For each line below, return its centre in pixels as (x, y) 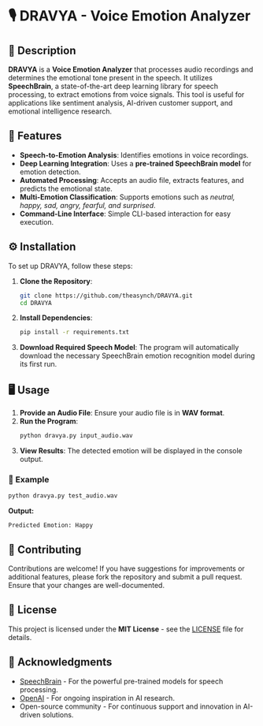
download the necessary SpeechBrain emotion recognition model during (137, 356)
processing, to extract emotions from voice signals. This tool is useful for (126, 95)
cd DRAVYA (36, 303)
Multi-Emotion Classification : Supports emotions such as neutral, (127, 197)
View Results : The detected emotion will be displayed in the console (131, 450)
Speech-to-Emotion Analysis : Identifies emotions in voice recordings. (134, 155)
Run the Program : (49, 421)
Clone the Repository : (56, 281)
